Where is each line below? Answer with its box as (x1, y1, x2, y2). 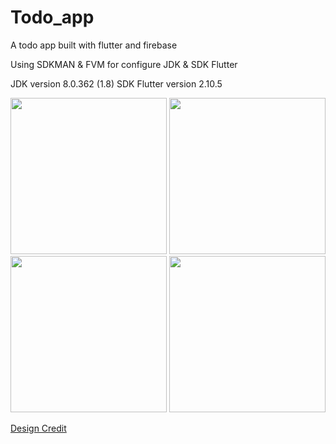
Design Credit (10, 422, 67, 434)
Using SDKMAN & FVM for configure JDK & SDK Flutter (10, 58, 238, 70)
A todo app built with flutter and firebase (10, 39, 178, 51)
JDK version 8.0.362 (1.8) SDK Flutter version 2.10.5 (10, 77, 223, 90)
